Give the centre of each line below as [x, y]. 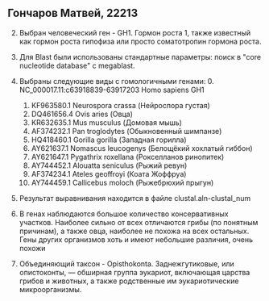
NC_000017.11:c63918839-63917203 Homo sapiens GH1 [112, 90]
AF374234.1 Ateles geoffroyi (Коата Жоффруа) [109, 173]
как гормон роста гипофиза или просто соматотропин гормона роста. [140, 41]
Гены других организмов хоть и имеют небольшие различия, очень [136, 239]
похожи [32, 248]
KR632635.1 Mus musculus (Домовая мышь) [107, 122]
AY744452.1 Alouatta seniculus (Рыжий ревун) [109, 165]
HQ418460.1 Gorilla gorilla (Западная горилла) [109, 140]
